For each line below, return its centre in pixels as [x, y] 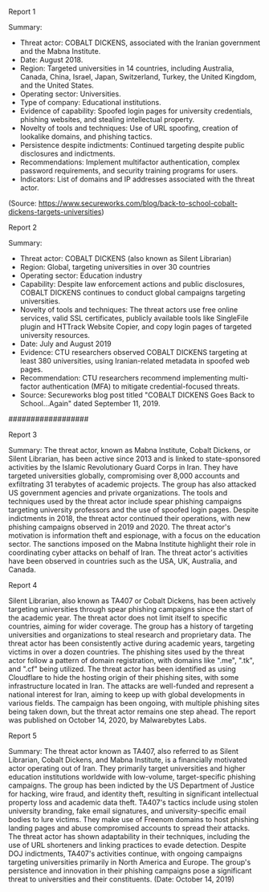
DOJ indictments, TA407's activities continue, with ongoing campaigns [125, 853]
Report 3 [23, 434]
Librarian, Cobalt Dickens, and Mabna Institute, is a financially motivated [128, 760]
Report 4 [23, 585]
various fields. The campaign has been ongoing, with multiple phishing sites [134, 703]
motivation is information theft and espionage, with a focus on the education [134, 536]
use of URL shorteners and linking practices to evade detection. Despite [127, 845]
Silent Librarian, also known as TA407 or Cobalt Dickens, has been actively [132, 601]
